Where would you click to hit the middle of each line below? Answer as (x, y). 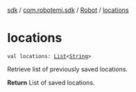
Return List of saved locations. (51, 82)
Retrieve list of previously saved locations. (68, 69)
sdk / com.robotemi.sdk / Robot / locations (68, 10)
